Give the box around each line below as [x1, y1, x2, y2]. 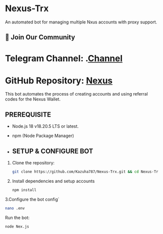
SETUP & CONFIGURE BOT [12, 147, 93, 155]
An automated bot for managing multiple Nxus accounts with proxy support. [5, 19, 157, 25]
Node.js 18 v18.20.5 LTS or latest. [12, 123, 79, 129]
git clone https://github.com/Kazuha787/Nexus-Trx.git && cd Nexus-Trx [12, 169, 161, 175]
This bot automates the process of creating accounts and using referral [5, 91, 148, 97]
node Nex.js [5, 224, 29, 229]
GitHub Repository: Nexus [5, 75, 113, 86]
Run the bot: [5, 214, 30, 220]
